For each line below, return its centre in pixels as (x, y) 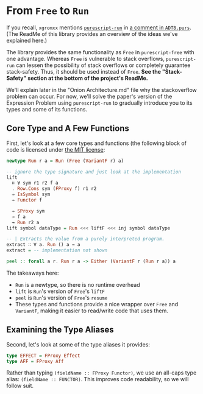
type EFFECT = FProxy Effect (43, 356)
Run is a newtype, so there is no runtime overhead (77, 284)
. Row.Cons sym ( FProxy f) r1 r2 (54, 189)
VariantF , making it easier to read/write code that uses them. (92, 311)
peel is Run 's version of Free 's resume (61, 297)
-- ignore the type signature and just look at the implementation (94, 172)
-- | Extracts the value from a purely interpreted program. (86, 239)
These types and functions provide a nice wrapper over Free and (97, 304)
